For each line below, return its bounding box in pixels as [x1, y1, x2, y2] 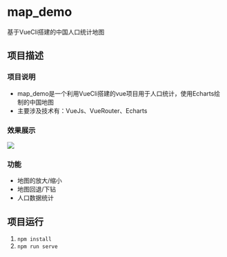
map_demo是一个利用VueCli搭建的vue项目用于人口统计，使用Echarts [17, 89, 215, 97]
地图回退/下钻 [17, 185, 57, 194]
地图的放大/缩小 [17, 176, 62, 185]
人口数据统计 [17, 194, 54, 202]
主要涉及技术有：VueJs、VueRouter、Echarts [17, 106, 148, 114]
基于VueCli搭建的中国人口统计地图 [7, 28, 105, 36]
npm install [17, 236, 52, 243]
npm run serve [17, 243, 58, 250]
